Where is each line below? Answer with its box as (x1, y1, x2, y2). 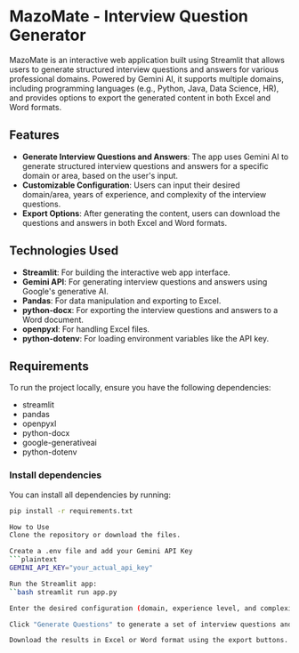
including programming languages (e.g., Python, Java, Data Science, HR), (9, 83, 279, 93)
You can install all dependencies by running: (9, 489, 172, 500)
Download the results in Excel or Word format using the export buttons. (9, 636, 289, 645)
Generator (9, 25, 86, 45)
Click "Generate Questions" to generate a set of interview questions (9, 620, 277, 629)
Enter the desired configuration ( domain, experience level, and (9, 603, 256, 613)
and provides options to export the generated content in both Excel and (9, 92, 271, 103)
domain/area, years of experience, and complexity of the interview (21, 189, 267, 199)
